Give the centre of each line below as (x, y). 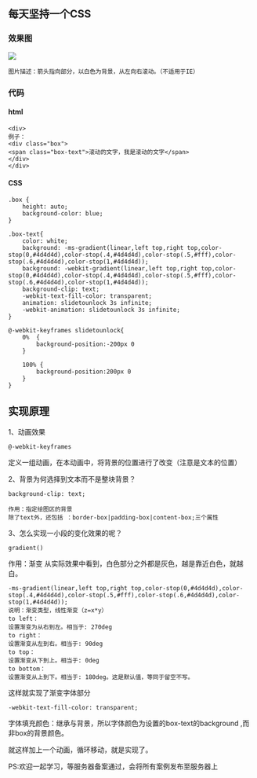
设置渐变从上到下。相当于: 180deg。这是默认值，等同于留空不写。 (101, 677)
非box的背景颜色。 (38, 732)
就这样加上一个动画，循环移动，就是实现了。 (80, 750)
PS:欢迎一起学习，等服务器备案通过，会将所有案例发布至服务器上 (113, 766)
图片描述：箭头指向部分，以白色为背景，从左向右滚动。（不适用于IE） (103, 72)
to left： (24, 618)
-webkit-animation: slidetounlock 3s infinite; (101, 310)
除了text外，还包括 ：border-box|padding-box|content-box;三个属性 (114, 517)
